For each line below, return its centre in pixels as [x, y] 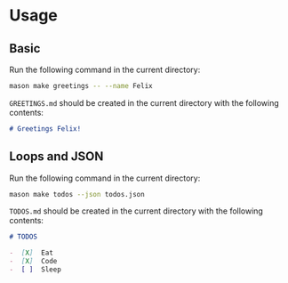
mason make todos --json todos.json [77, 194]
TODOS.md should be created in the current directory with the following [136, 211]
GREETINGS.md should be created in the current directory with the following [144, 102]
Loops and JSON [56, 157]
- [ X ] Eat [31, 253]
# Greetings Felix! [45, 129]
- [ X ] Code [33, 262]
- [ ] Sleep [36, 270]
